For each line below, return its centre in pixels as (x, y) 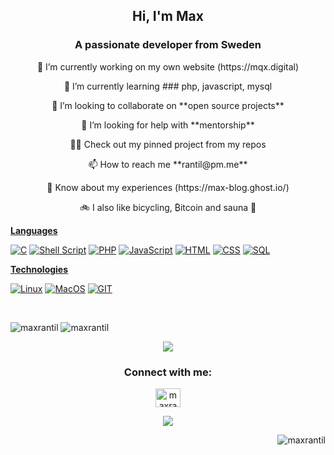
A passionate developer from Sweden (168, 45)
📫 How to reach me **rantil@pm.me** (168, 164)
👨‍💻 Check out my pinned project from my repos (168, 144)
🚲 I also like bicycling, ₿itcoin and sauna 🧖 (168, 207)
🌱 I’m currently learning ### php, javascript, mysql (168, 86)
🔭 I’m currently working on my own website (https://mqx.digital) (168, 66)
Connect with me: (168, 372)
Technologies (39, 269)
